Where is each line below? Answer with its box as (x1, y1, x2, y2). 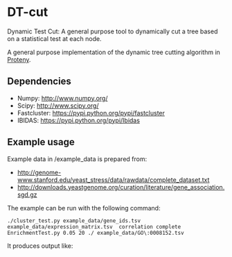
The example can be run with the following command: (7, 204, 161, 212)
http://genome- (17, 168, 62, 176)
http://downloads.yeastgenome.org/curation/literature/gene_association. (17, 183, 225, 191)
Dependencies (7, 76, 71, 88)
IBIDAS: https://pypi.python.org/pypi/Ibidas (17, 116, 141, 124)
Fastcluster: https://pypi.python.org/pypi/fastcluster (17, 108, 165, 117)
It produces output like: (7, 241, 73, 250)
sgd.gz (17, 190, 37, 199)
